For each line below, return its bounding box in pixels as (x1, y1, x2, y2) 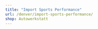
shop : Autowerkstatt (5, 16, 49, 21)
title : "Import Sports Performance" (5, 7, 82, 12)
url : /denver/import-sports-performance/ (5, 12, 93, 17)
